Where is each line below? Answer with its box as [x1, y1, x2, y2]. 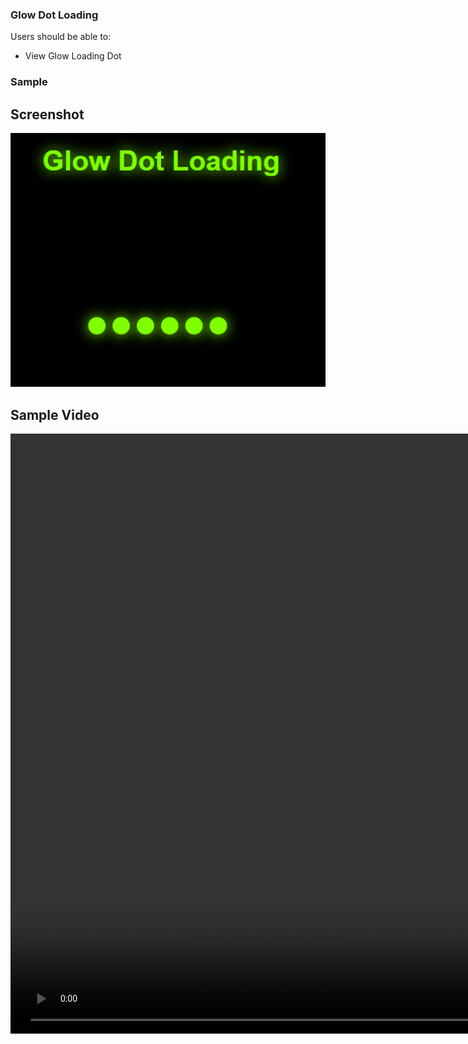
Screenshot [10, 106, 85, 123]
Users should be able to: [10, 31, 112, 43]
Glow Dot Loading [10, 8, 99, 22]
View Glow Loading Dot [24, 50, 122, 62]
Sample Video [10, 406, 100, 423]
